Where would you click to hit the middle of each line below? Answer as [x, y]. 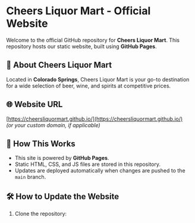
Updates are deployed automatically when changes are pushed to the [100, 171]
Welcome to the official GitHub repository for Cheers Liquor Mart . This [93, 40]
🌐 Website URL [34, 104]
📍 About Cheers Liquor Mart [59, 65]
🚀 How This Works [41, 144]
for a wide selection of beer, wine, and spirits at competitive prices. [89, 86]
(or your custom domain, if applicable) [53, 125]
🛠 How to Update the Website [63, 197]
